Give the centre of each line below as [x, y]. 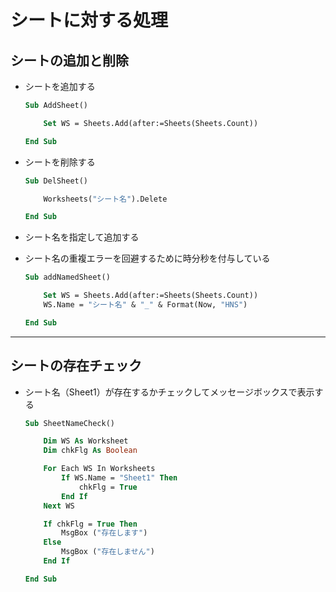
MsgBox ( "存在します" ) [104, 533]
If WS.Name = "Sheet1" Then [119, 478]
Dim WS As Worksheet [86, 441]
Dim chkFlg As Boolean [90, 451]
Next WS [59, 506]
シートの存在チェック [76, 366]
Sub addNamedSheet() [67, 277]
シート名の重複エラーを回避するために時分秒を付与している [147, 258]
